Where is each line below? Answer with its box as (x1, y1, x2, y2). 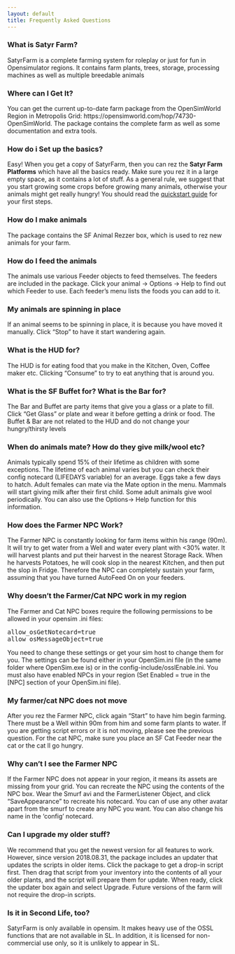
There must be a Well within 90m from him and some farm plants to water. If (7, 719, 227, 727)
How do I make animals (7, 215, 87, 225)
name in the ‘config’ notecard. (7, 812, 94, 821)
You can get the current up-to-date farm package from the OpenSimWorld (7, 105, 222, 113)
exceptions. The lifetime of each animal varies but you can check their (7, 465, 210, 474)
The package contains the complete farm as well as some (53, 119, 220, 128)
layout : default (7, 10, 55, 18)
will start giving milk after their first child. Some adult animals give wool (7, 488, 212, 496)
